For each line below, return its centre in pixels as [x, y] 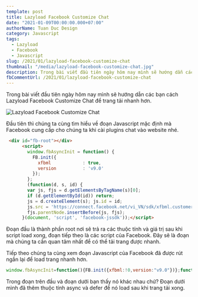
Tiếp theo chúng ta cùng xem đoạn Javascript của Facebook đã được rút [95, 253]
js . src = [38, 207]
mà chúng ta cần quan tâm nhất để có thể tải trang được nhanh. [83, 242]
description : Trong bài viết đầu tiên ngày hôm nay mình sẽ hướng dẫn [95, 72]
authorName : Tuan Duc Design [42, 28]
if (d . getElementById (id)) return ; [71, 196]
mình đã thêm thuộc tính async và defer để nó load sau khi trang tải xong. [95, 288]
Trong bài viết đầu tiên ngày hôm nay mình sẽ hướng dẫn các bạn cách [92, 95]
